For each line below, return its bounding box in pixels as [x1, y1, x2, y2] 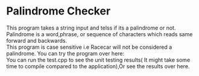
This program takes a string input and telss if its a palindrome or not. [6, 24, 176, 31]
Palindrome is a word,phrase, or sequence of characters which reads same [6, 30, 193, 37]
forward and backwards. [6, 37, 68, 44]
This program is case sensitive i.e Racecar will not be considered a [6, 43, 172, 51]
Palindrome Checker [6, 4, 111, 18]
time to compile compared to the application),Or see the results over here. [6, 62, 190, 70]
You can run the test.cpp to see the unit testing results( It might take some [6, 56, 191, 63]
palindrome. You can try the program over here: [6, 49, 125, 57]
